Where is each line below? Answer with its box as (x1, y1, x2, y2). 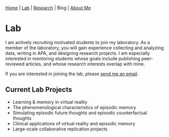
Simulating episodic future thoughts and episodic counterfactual (12, 110, 147, 116)
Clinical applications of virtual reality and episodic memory (12, 120, 136, 126)
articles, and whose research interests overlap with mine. (25, 61, 145, 67)
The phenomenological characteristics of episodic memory (12, 104, 137, 110)
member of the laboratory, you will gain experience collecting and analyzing (5, 45, 164, 51)
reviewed (5, 61, 25, 67)
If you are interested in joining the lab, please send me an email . (5, 71, 139, 77)
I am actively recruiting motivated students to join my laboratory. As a (5, 39, 150, 45)
